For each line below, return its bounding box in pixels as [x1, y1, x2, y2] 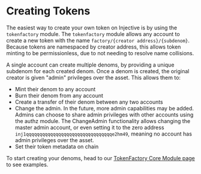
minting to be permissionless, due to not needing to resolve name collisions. [6, 49, 194, 56]
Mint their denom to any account [14, 85, 96, 92]
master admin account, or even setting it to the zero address [14, 124, 164, 131]
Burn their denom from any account [14, 92, 104, 99]
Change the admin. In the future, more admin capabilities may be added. [14, 104, 194, 112]
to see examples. [6, 161, 49, 168]
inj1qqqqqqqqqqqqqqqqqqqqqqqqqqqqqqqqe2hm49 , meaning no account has [14, 130, 192, 137]
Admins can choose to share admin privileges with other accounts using [14, 111, 194, 118]
